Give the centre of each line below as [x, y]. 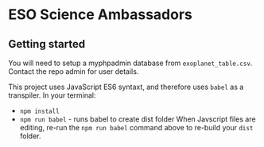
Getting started [47, 44]
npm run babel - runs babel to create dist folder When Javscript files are [138, 119]
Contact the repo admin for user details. [74, 72]
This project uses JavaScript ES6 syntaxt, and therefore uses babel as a [126, 87]
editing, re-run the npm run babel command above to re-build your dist [136, 128]
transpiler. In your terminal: [52, 95]
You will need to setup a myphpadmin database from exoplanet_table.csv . [130, 63]
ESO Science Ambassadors [101, 15]
